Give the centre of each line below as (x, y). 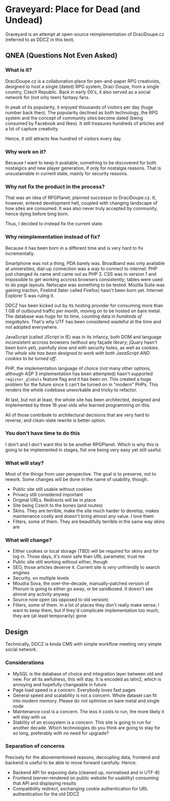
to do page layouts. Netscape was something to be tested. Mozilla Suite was (85, 285)
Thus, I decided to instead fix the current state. (54, 224)
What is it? (19, 70)
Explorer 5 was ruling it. (30, 295)
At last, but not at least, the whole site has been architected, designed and (83, 399)
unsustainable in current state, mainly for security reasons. (67, 173)
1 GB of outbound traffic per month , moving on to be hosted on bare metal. (83, 311)
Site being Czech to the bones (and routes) (58, 506)
